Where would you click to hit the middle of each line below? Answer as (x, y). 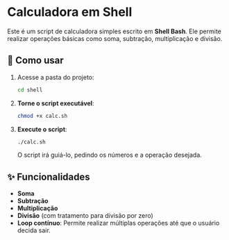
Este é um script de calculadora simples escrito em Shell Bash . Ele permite (114, 31)
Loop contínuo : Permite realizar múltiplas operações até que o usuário (118, 223)
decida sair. (34, 230)
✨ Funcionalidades (49, 177)
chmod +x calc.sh (42, 116)
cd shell (30, 90)
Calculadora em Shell (70, 12)
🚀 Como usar (35, 61)
